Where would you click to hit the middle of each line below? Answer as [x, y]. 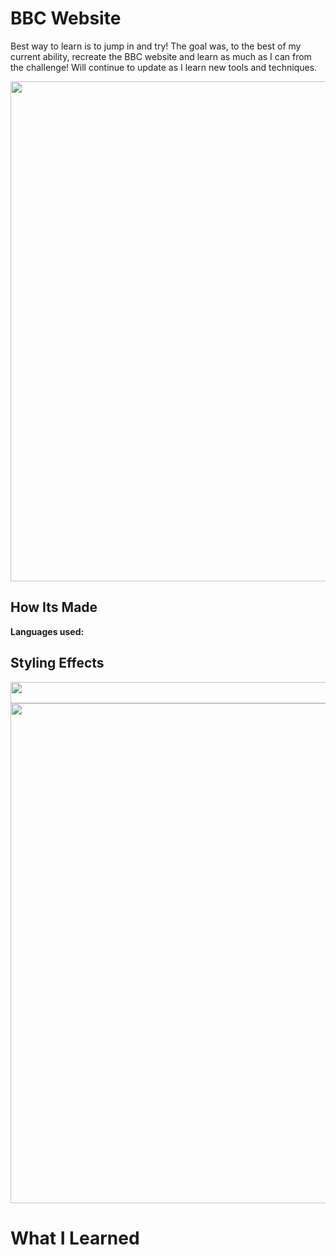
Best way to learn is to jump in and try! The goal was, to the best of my [156, 46]
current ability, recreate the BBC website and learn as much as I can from [161, 56]
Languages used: [47, 631]
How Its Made [54, 607]
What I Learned [75, 1238]
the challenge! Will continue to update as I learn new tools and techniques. [164, 67]
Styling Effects [57, 663]
